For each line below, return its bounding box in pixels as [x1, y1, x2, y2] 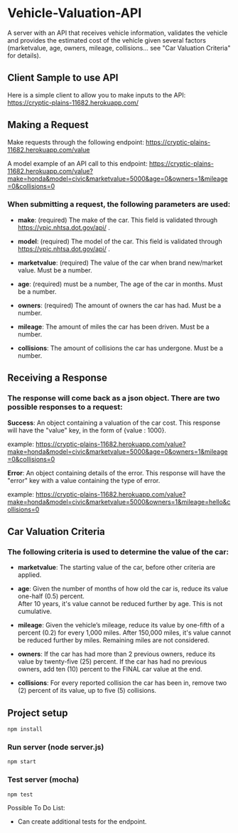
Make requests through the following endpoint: [7, 137, 144, 147]
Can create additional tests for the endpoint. [17, 817, 147, 826]
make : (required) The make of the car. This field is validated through [17, 216, 218, 224]
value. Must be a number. [17, 265, 92, 275]
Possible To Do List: [7, 803, 65, 812]
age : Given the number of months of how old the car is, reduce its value [17, 585, 229, 593]
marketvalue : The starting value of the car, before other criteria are [17, 563, 215, 572]
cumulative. [17, 607, 52, 616]
